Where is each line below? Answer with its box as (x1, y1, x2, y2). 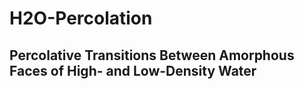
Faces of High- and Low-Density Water (9, 62, 257, 79)
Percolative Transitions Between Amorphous (9, 47, 295, 64)
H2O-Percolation (9, 7, 153, 30)
